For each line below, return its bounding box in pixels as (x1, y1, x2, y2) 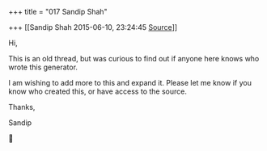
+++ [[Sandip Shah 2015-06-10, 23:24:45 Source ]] (8, 23, 178, 31)
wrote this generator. (8, 62, 78, 72)
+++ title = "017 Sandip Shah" (8, 7, 108, 16)
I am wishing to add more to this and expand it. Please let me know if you (8, 78, 252, 87)
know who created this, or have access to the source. (8, 86, 188, 96)
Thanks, (8, 103, 36, 111)
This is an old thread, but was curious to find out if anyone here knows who (8, 54, 260, 63)
